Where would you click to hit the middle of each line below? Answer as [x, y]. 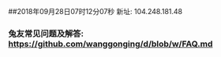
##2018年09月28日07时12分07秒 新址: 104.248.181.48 [96, 11]
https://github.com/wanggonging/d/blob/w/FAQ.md [110, 44]
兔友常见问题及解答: [46, 34]
